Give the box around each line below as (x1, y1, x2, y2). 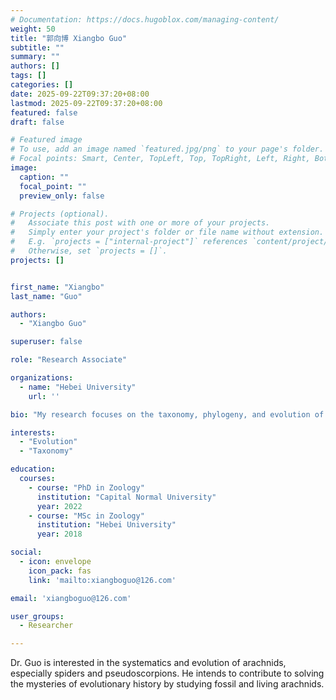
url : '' (28, 391, 60, 401)
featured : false (10, 107, 78, 118)
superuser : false (10, 337, 83, 347)
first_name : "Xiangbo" (10, 282, 105, 292)
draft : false (10, 117, 65, 127)
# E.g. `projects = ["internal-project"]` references (10, 237, 248, 247)
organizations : (10, 373, 74, 383)
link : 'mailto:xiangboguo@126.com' (28, 575, 177, 585)
